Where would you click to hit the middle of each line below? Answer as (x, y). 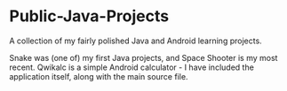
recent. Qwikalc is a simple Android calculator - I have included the (132, 67)
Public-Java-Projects (89, 16)
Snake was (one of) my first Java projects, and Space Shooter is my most (143, 57)
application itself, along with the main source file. (99, 76)
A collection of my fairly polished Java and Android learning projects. (136, 41)
